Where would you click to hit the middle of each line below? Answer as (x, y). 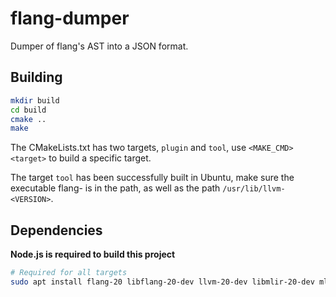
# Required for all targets (69, 273)
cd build (28, 110)
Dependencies (56, 230)
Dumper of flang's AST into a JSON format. (99, 46)
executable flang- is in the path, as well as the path (115, 188)
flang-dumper (70, 18)
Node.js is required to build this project (93, 254)
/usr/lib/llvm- (254, 189)
